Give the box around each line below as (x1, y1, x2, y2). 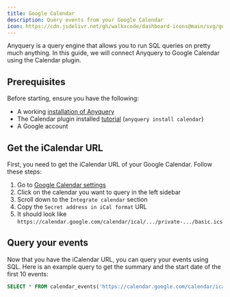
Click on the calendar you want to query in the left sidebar (16, 188, 181, 196)
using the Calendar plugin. (7, 56, 81, 64)
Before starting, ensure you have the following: (7, 94, 139, 103)
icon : (7, 23, 23, 29)
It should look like (16, 210, 67, 218)
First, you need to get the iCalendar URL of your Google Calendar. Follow (7, 161, 212, 168)
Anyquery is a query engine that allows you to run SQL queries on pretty (7, 42, 211, 50)
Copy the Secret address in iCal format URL (16, 203, 147, 211)
